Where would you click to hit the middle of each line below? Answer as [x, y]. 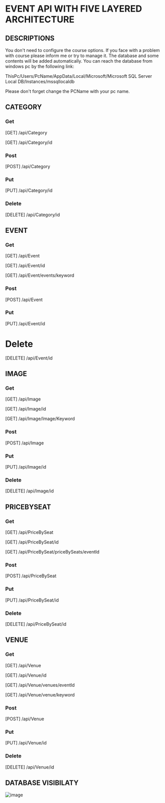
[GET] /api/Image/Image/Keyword [40, 419]
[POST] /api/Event [24, 299]
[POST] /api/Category [28, 166]
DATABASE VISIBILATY [42, 783]
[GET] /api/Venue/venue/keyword [40, 694]
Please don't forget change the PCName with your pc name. [67, 91]
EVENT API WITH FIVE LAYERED [74, 9]
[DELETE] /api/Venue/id [30, 767]
